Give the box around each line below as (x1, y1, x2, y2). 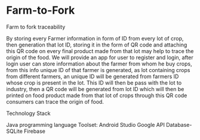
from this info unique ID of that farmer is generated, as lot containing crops (6, 66, 190, 73)
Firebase (23, 127, 46, 135)
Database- (166, 121, 192, 128)
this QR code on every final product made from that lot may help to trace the (6, 47, 194, 54)
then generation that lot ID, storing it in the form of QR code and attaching (6, 41, 187, 48)
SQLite (6, 127, 23, 135)
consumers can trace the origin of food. (6, 98, 104, 105)
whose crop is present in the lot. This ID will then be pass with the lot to (6, 79, 182, 86)
